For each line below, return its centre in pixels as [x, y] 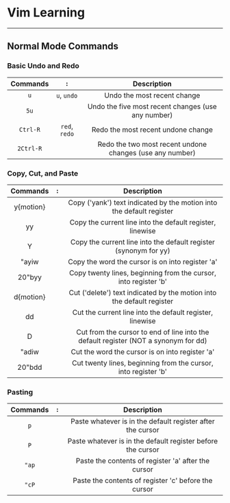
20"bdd [29, 367]
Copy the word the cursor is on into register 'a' [143, 261]
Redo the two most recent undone [152, 144]
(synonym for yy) [143, 250]
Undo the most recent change [152, 95]
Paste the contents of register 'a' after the [143, 461]
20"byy [30, 277]
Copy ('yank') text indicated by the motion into [143, 202]
